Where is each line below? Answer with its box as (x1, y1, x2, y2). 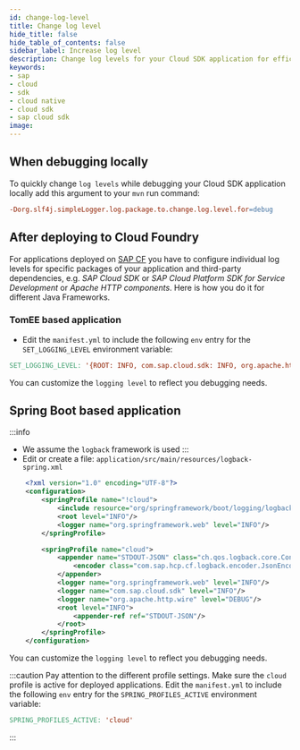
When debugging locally (9, 154, 149, 170)
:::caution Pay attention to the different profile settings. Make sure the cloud (9, 670, 287, 681)
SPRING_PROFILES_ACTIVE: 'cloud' (9, 716, 134, 725)
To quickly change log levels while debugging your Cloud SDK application (9, 178, 286, 189)
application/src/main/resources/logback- (96, 456, 253, 464)
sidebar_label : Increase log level (9, 47, 142, 55)
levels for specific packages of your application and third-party (9, 263, 242, 274)
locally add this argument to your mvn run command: (9, 187, 201, 198)
